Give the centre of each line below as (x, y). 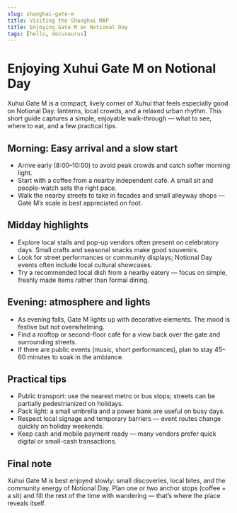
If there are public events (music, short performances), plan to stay (115, 349)
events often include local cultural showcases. (85, 265)
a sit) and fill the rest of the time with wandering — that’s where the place (114, 496)
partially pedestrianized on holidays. (70, 404)
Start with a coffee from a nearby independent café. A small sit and (115, 180)
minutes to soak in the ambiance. (75, 357)
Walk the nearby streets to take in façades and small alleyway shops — (121, 195)
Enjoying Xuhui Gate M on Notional (112, 69)
